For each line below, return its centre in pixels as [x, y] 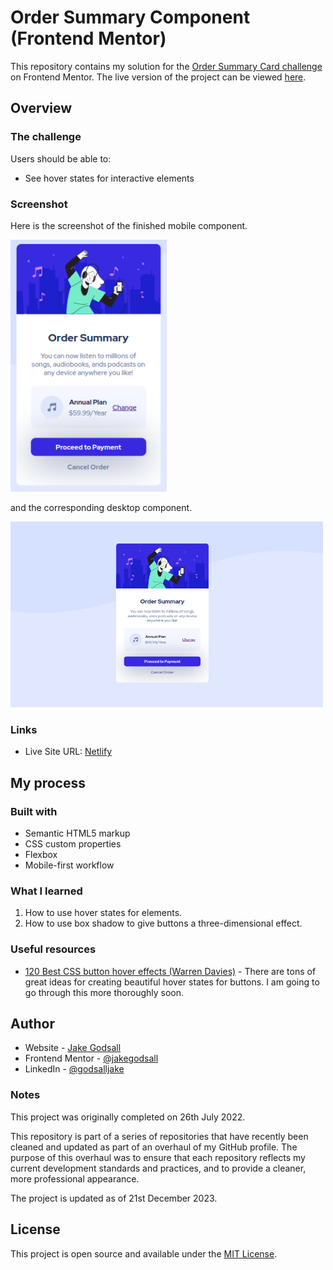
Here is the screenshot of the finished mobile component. [129, 225]
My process [48, 782]
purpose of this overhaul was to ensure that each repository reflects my [158, 1157]
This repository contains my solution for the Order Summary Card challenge [166, 66]
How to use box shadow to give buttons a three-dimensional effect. [163, 923]
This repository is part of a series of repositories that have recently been [159, 1136]
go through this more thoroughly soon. [104, 992]
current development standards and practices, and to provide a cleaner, [158, 1168]
